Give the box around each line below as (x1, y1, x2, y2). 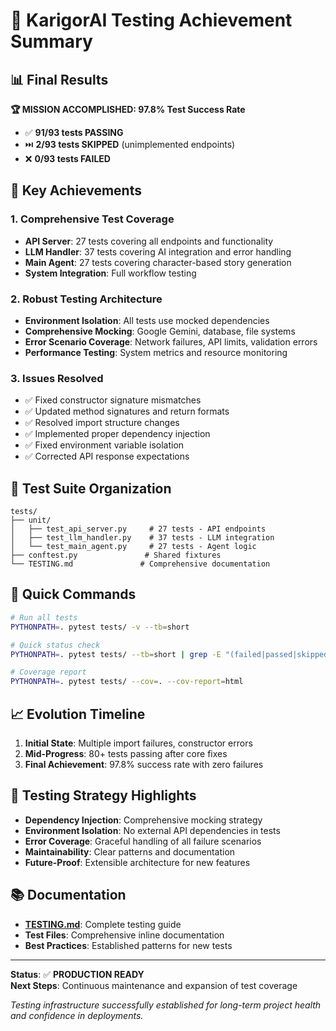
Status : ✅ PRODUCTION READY (10, 968, 145, 980)
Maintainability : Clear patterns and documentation (24, 845, 236, 858)
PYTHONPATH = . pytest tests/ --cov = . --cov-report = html (10, 677, 244, 687)
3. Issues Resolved (10, 371, 104, 385)
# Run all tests (10, 612, 78, 623)
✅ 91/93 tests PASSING (24, 127, 124, 138)
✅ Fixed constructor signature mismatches (24, 394, 202, 406)
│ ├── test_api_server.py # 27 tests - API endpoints (10, 524, 267, 534)
